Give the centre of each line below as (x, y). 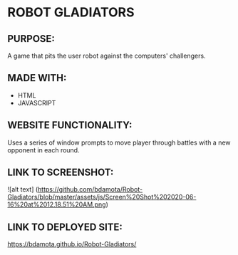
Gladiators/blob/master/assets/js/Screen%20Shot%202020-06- (102, 197)
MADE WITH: (37, 78)
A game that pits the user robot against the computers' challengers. (107, 56)
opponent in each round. (43, 150)
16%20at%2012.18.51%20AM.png (57, 204)
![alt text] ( (23, 189)
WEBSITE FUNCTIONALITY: (70, 125)
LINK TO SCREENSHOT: (61, 173)
